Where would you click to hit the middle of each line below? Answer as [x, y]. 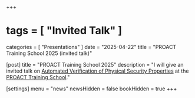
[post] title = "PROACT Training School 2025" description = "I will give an [95, 64]
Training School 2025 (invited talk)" [49, 53]
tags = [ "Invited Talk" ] [64, 31]
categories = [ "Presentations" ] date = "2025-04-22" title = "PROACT [91, 47]
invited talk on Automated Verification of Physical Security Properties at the [97, 71]
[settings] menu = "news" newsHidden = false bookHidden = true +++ [92, 89]
